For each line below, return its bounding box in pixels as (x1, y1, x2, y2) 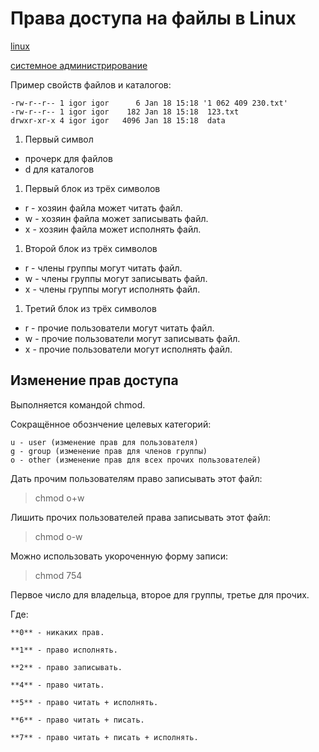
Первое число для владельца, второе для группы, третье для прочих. (10, 588, 310, 601)
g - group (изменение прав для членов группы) (10, 446, 208, 456)
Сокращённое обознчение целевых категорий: (10, 418, 212, 430)
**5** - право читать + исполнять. (10, 697, 159, 707)
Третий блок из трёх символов (24, 302, 157, 314)
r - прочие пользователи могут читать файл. (24, 322, 215, 334)
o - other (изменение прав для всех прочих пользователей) (10, 455, 262, 465)
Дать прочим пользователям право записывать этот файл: (10, 472, 263, 484)
